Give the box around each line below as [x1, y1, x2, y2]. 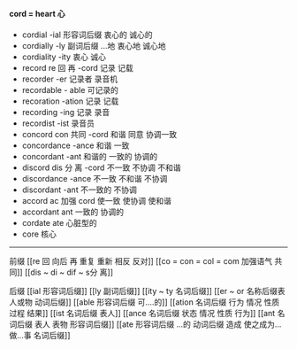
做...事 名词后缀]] [9, 330, 71, 341]
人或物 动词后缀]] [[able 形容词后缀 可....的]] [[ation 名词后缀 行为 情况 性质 [9, 297, 280, 307]
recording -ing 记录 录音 [21, 107, 110, 118]
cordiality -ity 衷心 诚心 [21, 51, 106, 62]
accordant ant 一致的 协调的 [21, 206, 124, 217]
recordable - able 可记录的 [21, 85, 119, 96]
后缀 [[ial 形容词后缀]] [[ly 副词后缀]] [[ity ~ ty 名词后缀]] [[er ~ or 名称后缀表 [9, 286, 286, 297]
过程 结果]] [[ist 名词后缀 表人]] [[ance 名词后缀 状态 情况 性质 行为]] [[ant [9, 308, 276, 319]
